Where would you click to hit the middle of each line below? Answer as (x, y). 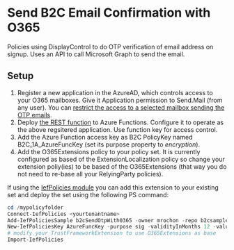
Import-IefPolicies (36, 240)
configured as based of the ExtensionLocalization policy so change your (121, 159)
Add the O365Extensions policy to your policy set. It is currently (109, 151)
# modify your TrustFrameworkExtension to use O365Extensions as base (112, 233)
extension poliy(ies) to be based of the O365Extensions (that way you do (122, 166)
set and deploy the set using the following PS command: (88, 194)
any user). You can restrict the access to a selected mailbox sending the (121, 107)
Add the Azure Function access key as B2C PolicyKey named (105, 137)
